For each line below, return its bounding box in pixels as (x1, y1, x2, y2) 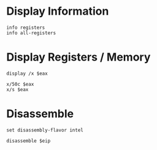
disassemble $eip (6, 138, 51, 144)
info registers (6, 24, 45, 31)
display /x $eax (6, 70, 48, 77)
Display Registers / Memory (6, 50, 151, 64)
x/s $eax (6, 86, 29, 92)
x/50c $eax (6, 81, 34, 87)
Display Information (6, 4, 109, 18)
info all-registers (6, 29, 56, 36)
